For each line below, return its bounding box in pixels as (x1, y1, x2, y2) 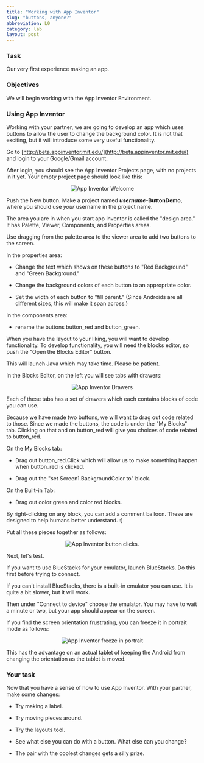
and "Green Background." (15, 270, 80, 277)
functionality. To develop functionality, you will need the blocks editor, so (6, 342, 189, 349)
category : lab (6, 26, 43, 32)
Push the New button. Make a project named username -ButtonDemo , (6, 197, 183, 204)
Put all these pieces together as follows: (6, 529, 107, 536)
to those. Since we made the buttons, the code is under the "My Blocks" (6, 420, 188, 427)
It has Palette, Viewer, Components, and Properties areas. (6, 222, 151, 229)
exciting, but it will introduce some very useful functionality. (6, 136, 156, 144)
